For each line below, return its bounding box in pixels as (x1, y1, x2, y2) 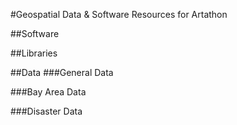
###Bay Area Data (10, 86, 87, 98)
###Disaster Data (10, 105, 83, 117)
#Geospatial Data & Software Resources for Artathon (10, 9, 228, 20)
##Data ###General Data (10, 67, 114, 78)
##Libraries (10, 47, 58, 59)
